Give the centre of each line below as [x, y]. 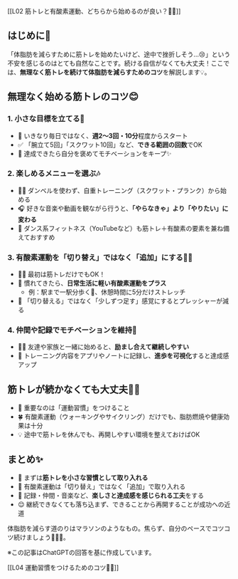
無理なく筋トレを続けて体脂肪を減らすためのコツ [92, 72]
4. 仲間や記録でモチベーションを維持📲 [72, 330]
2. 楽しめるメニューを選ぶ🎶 [54, 174]
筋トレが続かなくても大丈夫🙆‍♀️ [74, 389]
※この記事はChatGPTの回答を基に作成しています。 [81, 553]
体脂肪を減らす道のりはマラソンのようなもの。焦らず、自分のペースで [109, 528]
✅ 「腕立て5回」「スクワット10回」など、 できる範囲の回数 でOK [110, 145]
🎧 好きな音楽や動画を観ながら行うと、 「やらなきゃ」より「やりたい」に [123, 208]
